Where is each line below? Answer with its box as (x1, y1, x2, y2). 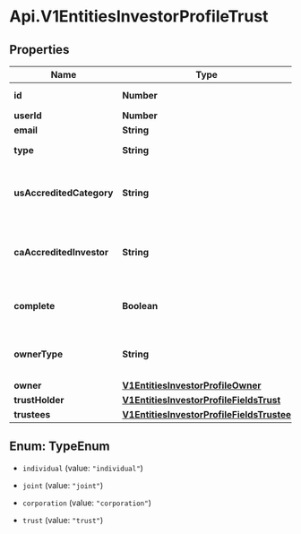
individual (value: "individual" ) (21, 462, 143, 473)
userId (13, 109, 42, 122)
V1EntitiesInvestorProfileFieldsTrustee (122, 409, 291, 420)
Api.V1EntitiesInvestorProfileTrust (9, 6, 269, 27)
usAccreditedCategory (13, 186, 114, 199)
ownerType (13, 348, 64, 360)
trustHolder (13, 394, 64, 406)
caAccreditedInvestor (13, 246, 109, 258)
